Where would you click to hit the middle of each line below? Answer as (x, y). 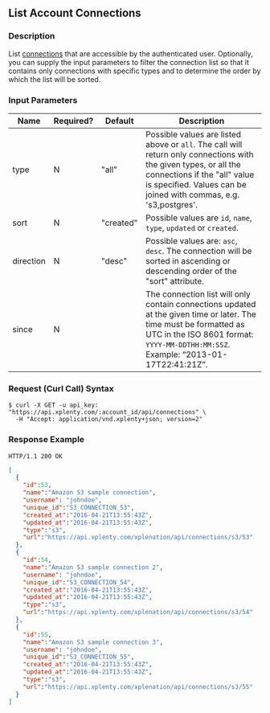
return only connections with (200, 154)
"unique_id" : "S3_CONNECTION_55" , (79, 657)
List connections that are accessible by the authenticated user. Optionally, (131, 53)
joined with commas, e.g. (192, 195)
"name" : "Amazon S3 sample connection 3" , (93, 642)
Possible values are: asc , (192, 240)
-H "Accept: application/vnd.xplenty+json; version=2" (109, 420)
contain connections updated (201, 304)
